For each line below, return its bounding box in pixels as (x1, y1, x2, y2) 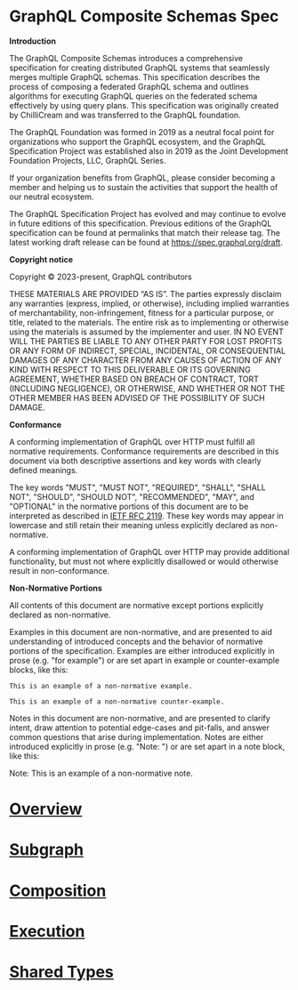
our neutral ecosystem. (9, 191, 94, 202)
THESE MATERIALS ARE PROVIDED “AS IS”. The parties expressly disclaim (9, 288, 282, 299)
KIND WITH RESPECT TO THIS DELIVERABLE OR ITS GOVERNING (9, 364, 251, 374)
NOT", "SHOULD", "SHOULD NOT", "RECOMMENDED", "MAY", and (9, 491, 255, 502)
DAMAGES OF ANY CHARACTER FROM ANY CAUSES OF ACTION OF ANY (9, 354, 282, 366)
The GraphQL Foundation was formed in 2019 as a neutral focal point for (9, 126, 275, 137)
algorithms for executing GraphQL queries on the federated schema (9, 91, 258, 101)
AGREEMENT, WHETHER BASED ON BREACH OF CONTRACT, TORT (9, 374, 260, 384)
